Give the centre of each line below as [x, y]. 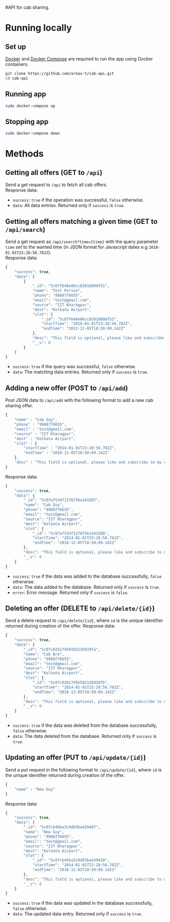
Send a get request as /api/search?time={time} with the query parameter [82, 242]
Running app [26, 94]
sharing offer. [19, 406]
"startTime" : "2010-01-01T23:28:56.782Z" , [87, 324]
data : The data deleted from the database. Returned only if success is [84, 736]
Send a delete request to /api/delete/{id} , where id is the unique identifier [84, 620]
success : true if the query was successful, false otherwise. [74, 367]
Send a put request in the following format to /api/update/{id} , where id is [83, 769]
